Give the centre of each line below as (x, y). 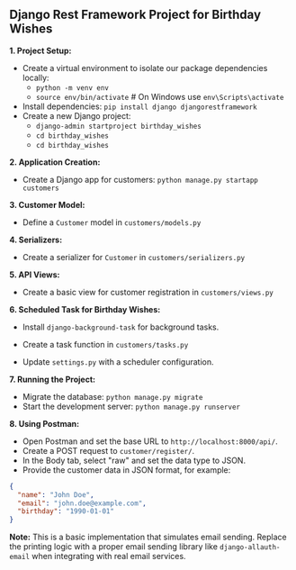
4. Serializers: (36, 240)
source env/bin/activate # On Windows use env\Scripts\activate (160, 96)
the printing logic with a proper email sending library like (114, 547)
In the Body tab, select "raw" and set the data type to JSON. (134, 460)
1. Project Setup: (40, 50)
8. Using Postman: (44, 423)
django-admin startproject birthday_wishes (119, 126)
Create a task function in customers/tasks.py (105, 344)
